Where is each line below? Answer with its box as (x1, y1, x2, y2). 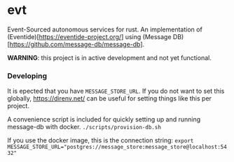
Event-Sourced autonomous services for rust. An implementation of (7, 25, 203, 34)
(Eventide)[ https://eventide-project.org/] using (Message (7, 32, 172, 40)
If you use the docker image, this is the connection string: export (7, 136, 194, 145)
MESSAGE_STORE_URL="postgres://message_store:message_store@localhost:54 (7, 144, 228, 151)
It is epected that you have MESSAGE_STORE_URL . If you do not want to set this (7, 87, 225, 96)
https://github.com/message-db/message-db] (9, 40, 143, 48)
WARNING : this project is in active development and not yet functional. (7, 53, 212, 61)
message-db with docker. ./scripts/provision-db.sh (7, 123, 161, 131)
